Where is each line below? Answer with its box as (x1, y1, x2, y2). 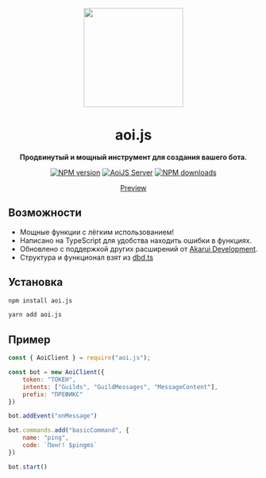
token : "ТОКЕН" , (22, 376, 77, 384)
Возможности (8, 206, 82, 220)
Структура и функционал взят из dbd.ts (19, 252, 153, 262)
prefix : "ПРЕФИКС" (22, 390, 83, 399)
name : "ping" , (22, 434, 69, 442)
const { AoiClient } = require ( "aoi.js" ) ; (8, 354, 151, 362)
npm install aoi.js (8, 296, 73, 305)
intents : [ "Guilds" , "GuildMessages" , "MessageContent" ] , (22, 383, 218, 391)
